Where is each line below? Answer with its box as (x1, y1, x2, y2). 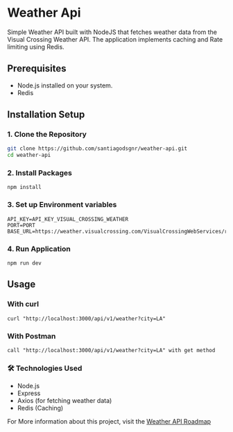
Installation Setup (7, 109, 85, 121)
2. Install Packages (7, 168, 73, 178)
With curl (7, 299, 40, 309)
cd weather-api (7, 151, 51, 159)
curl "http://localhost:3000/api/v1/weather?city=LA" (7, 315, 166, 322)
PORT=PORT (7, 222, 36, 229)
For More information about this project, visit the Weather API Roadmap (7, 417, 212, 426)
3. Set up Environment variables (7, 200, 117, 210)
